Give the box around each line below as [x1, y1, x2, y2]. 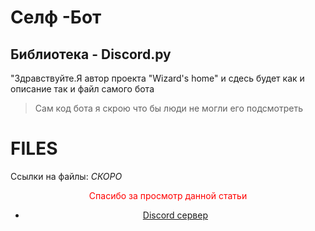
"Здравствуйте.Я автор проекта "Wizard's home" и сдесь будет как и [10, 72, 305, 84]
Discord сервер [142, 209, 208, 221]
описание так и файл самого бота [10, 83, 155, 95]
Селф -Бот [10, 6, 102, 29]
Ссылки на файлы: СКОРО [10, 170, 123, 182]
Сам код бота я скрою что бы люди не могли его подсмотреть [34, 102, 303, 114]
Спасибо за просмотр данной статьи [88, 189, 248, 201]
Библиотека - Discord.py [10, 46, 172, 63]
